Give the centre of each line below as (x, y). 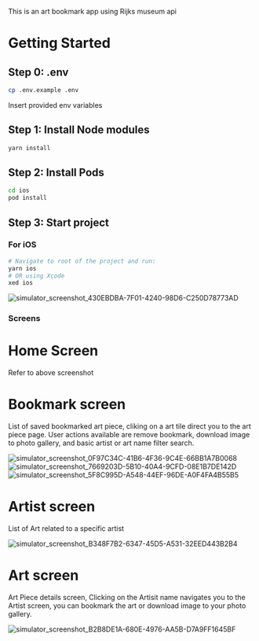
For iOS (22, 245)
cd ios (19, 191)
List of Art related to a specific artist (66, 529)
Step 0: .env (38, 72)
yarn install (29, 148)
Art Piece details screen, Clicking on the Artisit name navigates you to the (127, 597)
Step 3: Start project (59, 222)
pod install (27, 198)
